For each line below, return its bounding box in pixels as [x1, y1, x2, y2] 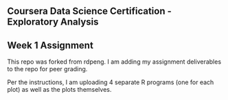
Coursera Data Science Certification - [7, 5, 172, 17]
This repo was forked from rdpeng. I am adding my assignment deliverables [7, 58, 222, 66]
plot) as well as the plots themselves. [7, 86, 112, 94]
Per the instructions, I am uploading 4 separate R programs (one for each [7, 78, 214, 86]
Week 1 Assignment [7, 39, 94, 51]
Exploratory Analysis [7, 16, 99, 28]
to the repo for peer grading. [7, 65, 88, 73]
